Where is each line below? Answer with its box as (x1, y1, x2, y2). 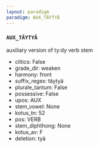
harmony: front (14, 70, 52, 78)
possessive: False (14, 90, 59, 97)
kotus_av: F (14, 128, 43, 135)
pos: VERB (14, 116, 41, 123)
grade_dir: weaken (14, 64, 61, 72)
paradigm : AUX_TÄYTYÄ (6, 14, 60, 20)
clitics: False (14, 58, 46, 65)
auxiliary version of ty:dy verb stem (6, 46, 94, 54)
